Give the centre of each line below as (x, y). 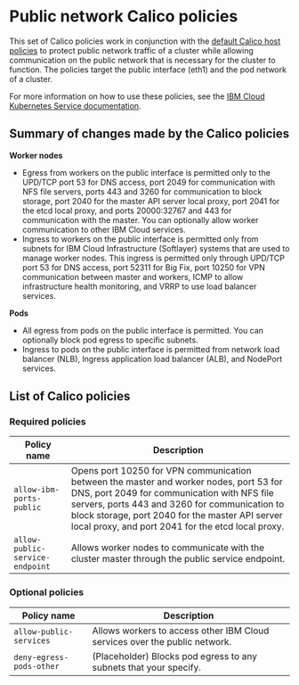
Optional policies (47, 592)
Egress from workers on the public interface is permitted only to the (146, 172)
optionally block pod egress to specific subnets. (110, 340)
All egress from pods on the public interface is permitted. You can (143, 330)
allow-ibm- (36, 490)
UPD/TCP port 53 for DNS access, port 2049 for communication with (149, 182)
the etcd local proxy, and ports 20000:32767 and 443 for (127, 210)
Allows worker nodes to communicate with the (168, 548)
